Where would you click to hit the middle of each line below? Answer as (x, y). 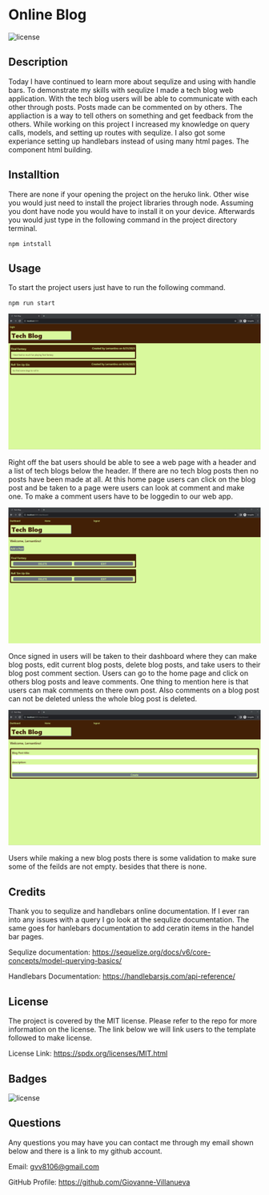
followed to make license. (50, 1038)
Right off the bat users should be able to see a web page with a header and (132, 462)
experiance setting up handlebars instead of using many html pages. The (129, 141)
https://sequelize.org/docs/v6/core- (151, 952)
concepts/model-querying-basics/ (65, 961)
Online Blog (47, 15)
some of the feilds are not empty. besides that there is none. (108, 866)
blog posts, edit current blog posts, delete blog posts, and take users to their (134, 664)
